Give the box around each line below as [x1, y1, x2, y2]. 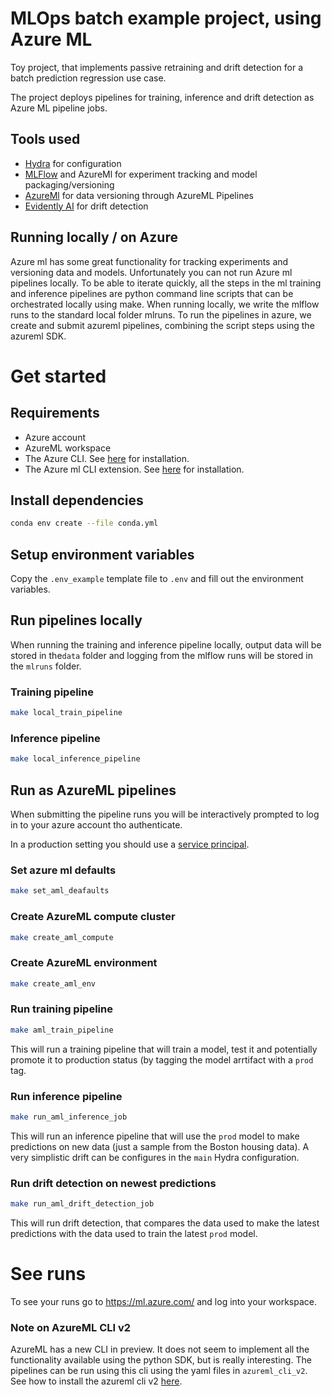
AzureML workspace [24, 442, 112, 454]
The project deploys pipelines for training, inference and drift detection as [10, 91, 315, 103]
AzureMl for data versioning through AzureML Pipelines [24, 189, 254, 201]
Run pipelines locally [10, 612, 143, 629]
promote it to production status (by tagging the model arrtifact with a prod [10, 1053, 314, 1066]
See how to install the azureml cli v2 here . [10, 1375, 183, 1387]
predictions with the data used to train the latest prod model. [10, 1228, 258, 1240]
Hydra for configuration [24, 157, 122, 169]
